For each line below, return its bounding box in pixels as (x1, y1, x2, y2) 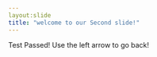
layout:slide (8, 11, 52, 20)
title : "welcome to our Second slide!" (8, 19, 140, 27)
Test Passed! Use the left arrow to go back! (8, 40, 149, 49)
